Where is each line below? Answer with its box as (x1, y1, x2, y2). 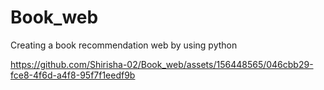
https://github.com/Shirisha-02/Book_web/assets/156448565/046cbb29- (10, 58, 314, 70)
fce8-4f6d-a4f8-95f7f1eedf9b (10, 69, 136, 81)
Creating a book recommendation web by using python (10, 39, 238, 51)
